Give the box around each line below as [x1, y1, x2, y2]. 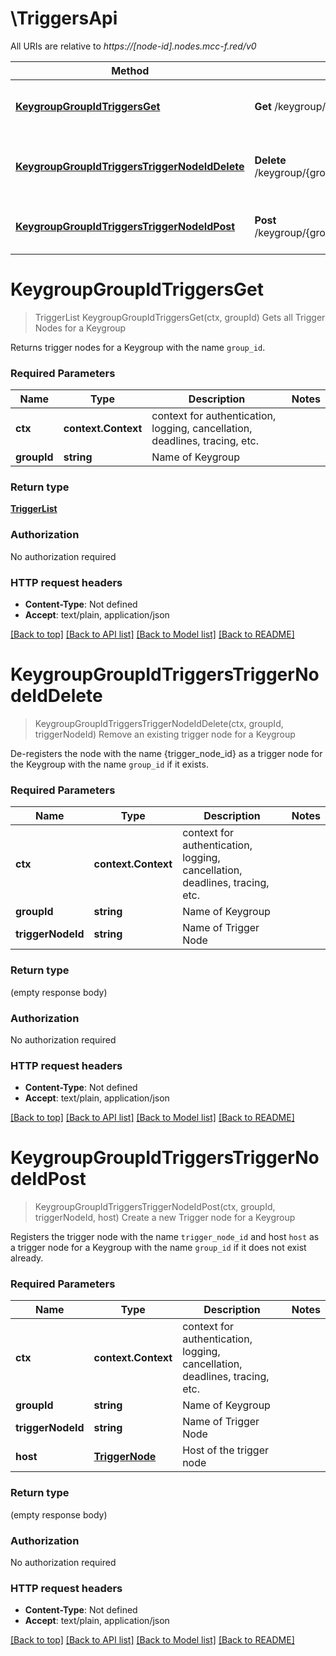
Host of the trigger [182, 1443, 270, 1457]
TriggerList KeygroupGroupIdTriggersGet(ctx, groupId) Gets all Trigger [34, 311, 326, 323]
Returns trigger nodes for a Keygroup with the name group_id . [10, 341, 266, 353]
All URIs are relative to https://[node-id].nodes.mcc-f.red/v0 [10, 40, 257, 52]
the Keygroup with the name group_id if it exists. [10, 758, 209, 770]
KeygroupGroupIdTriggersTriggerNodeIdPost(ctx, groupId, [34, 1201, 276, 1213]
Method [111, 63, 150, 77]
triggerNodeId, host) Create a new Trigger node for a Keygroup [34, 1212, 296, 1224]
